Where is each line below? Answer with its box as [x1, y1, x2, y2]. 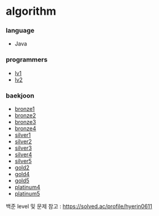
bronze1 [14, 106, 35, 113]
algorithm [6, 4, 56, 18]
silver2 [14, 138, 32, 145]
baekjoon [6, 91, 34, 99]
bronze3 [14, 118, 36, 126]
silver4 [14, 151, 33, 158]
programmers [6, 55, 48, 64]
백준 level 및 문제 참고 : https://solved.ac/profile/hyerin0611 [6, 202, 153, 210]
